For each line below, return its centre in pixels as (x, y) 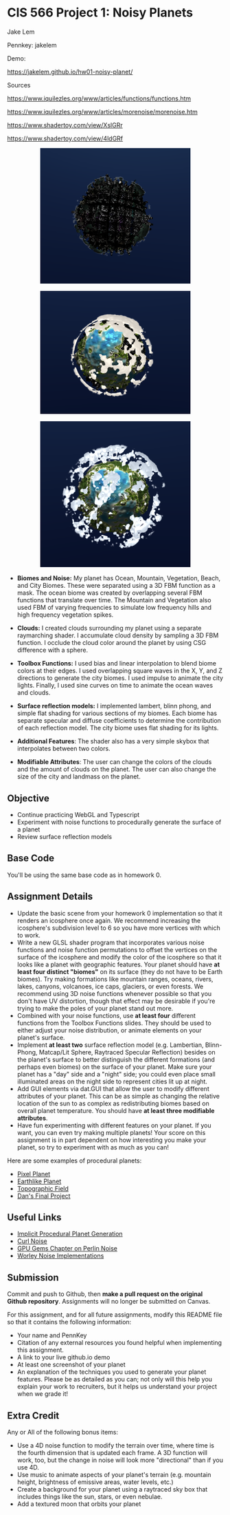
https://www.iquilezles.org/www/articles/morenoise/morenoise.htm (102, 112)
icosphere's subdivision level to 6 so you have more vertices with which (119, 928)
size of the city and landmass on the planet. (79, 776)
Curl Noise (32, 1241)
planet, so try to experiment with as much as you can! (93, 1147)
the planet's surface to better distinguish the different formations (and (116, 1059)
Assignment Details (50, 897)
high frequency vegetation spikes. (65, 615)
